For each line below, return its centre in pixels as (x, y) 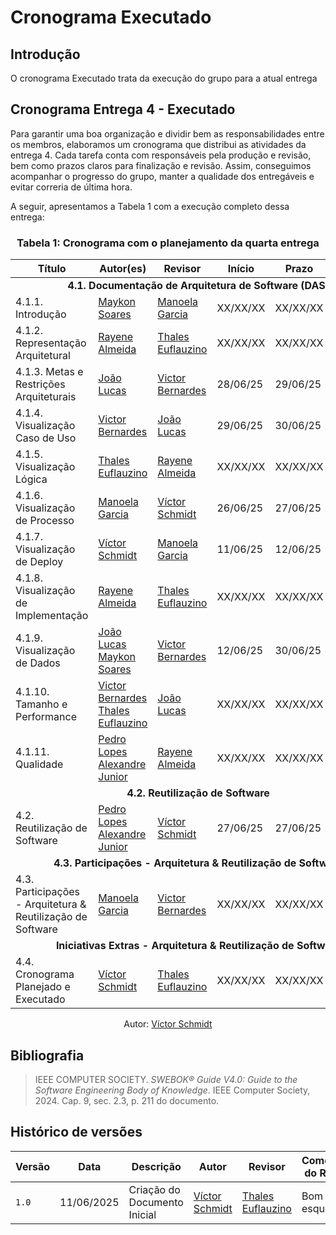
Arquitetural (43, 356)
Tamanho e (41, 704)
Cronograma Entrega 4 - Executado (123, 109)
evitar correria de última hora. (71, 187)
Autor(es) (123, 269)
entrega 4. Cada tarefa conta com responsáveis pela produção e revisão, (161, 155)
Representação (51, 343)
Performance (46, 717)
